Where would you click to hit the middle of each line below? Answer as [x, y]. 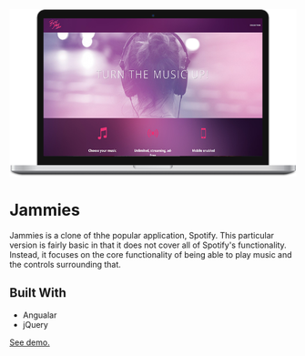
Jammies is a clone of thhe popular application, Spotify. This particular [142, 235]
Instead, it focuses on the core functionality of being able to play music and [151, 254]
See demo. [30, 342]
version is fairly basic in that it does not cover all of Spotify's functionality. [148, 245]
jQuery [35, 324]
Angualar [40, 315]
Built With [38, 293]
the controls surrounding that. [65, 264]
